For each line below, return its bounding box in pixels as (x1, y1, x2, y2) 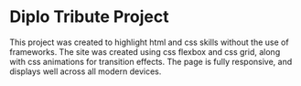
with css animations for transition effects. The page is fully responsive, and (9, 56, 293, 67)
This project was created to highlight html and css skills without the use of (9, 37, 290, 48)
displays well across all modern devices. (9, 66, 162, 77)
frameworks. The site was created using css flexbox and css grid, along (9, 46, 281, 57)
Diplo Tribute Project (9, 6, 169, 27)
